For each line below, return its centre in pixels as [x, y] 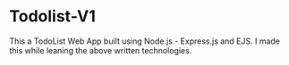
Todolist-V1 [52, 16]
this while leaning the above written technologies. [101, 50]
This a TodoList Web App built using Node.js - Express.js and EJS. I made [144, 41]
